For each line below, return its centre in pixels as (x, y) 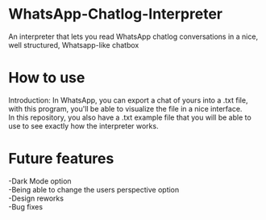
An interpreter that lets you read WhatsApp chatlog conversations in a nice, (133, 36)
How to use (47, 78)
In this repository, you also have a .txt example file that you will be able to (130, 117)
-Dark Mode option (40, 181)
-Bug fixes (25, 206)
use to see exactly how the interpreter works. (83, 125)
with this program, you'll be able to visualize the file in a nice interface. (125, 108)
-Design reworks (36, 198)
